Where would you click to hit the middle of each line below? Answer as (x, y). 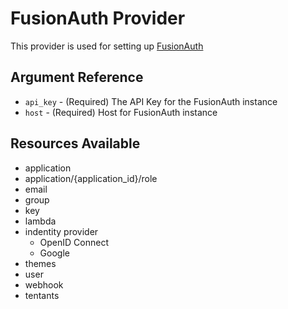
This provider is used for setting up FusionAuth (107, 46)
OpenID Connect (74, 242)
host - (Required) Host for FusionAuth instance (121, 112)
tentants (42, 295)
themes (40, 263)
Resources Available (75, 143)
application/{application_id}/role (91, 178)
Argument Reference (77, 77)
